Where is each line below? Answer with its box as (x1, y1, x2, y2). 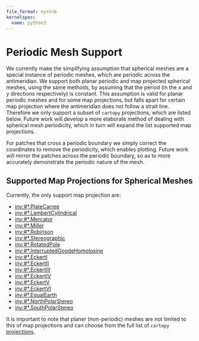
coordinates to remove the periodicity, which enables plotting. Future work (6, 146, 188, 153)
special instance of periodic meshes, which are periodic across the (6, 71, 170, 78)
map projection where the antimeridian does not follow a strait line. (6, 103, 170, 110)
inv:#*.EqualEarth (14, 292, 58, 299)
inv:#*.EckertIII (14, 266, 50, 273)
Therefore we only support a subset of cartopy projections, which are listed (6, 109, 191, 116)
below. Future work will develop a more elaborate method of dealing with (6, 115, 184, 122)
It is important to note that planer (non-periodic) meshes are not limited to (6, 315, 187, 323)
